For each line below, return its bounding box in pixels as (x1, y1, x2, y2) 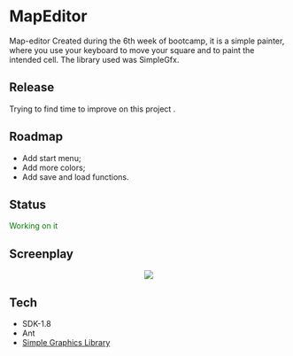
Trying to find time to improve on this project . (9, 104, 176, 114)
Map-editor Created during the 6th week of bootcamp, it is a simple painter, (9, 35, 285, 46)
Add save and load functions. (21, 171, 130, 182)
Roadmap (9, 129, 64, 144)
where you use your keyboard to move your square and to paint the (9, 44, 255, 55)
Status (9, 197, 47, 212)
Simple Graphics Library (21, 337, 111, 347)
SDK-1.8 (21, 319, 51, 329)
